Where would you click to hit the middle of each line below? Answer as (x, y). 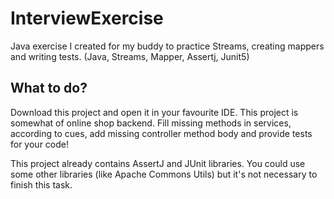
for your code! (40, 144)
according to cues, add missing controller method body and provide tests (161, 133)
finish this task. (41, 184)
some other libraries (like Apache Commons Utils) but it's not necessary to (164, 174)
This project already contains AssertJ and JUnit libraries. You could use (158, 163)
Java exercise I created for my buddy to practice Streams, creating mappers (167, 46)
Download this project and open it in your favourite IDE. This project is (154, 112)
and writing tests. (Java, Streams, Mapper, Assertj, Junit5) (130, 56)
